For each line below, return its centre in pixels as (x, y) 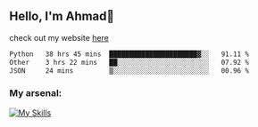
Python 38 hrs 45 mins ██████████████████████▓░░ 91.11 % (129, 54)
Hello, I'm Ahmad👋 (62, 16)
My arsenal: (36, 93)
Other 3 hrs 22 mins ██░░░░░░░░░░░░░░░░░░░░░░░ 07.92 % (129, 62)
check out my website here (59, 37)
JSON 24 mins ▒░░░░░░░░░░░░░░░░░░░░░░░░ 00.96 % (129, 71)
